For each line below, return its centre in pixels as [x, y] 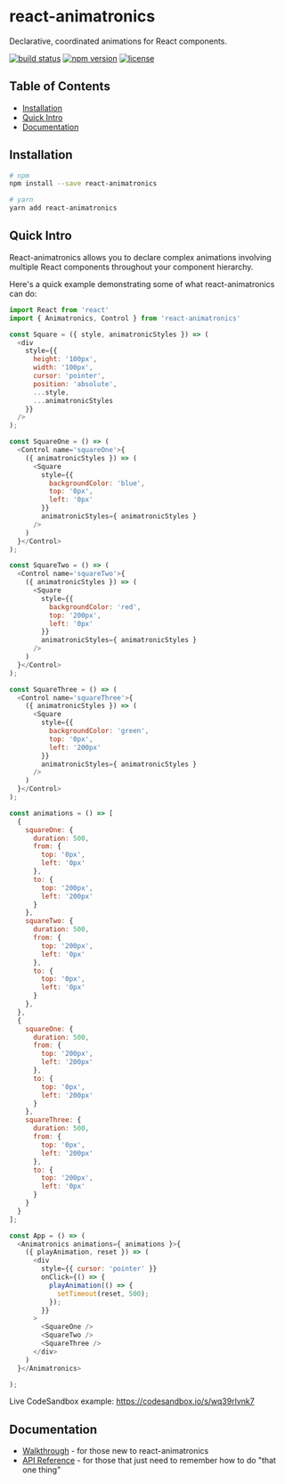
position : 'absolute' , [75, 384]
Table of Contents [60, 87]
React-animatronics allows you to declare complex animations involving [140, 257]
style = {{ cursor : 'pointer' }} [99, 1269]
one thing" [41, 1470]
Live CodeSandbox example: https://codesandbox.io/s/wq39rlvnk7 [132, 1401]
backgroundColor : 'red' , [95, 607]
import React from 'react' [59, 309]
